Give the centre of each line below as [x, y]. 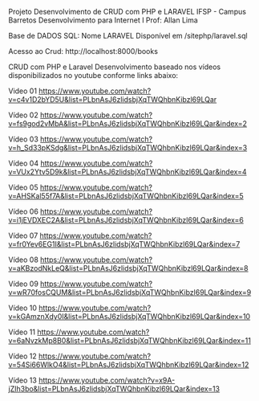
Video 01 [23, 91]
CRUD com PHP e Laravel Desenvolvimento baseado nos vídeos [115, 67]
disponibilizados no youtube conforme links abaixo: [93, 75]
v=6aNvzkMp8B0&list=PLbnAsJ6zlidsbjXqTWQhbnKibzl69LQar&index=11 [129, 340]
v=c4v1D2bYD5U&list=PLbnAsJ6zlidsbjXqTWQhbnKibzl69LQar [113, 99]
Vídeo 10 [23, 308]
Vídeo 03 [23, 139]
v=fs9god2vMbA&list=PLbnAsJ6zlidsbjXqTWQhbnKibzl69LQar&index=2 [127, 123]
